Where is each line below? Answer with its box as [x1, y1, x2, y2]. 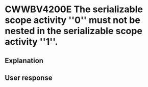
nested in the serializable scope [5, 25, 142, 37]
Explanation [5, 56, 44, 65]
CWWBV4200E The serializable [5, 4, 143, 15]
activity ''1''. [5, 36, 58, 48]
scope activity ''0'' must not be [5, 14, 141, 26]
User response [5, 73, 53, 82]
